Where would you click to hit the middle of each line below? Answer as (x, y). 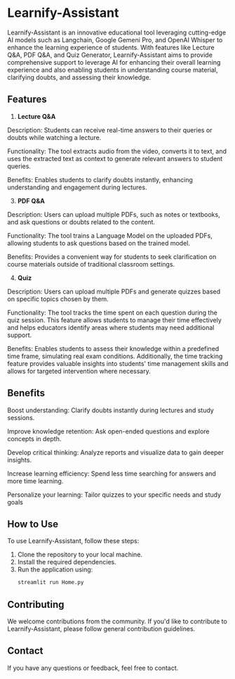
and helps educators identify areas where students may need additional (111, 327)
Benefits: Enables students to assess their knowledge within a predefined (113, 348)
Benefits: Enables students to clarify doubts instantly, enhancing (100, 179)
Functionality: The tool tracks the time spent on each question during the (112, 312)
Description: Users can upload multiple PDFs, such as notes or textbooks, (114, 214)
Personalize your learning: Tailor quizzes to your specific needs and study (114, 495)
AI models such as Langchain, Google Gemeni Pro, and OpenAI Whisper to (115, 39)
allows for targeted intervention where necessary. (79, 371)
